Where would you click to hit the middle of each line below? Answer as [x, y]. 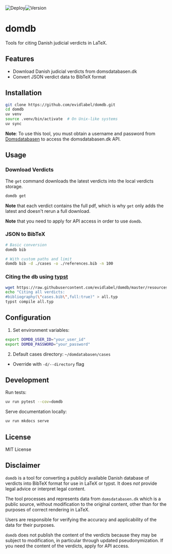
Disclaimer [23, 466]
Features [20, 59]
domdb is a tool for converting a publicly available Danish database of [77, 478]
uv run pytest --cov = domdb [34, 402]
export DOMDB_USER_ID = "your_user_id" [46, 339]
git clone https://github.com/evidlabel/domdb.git [60, 105]
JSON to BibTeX [25, 234]
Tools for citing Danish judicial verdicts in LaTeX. [56, 43]
